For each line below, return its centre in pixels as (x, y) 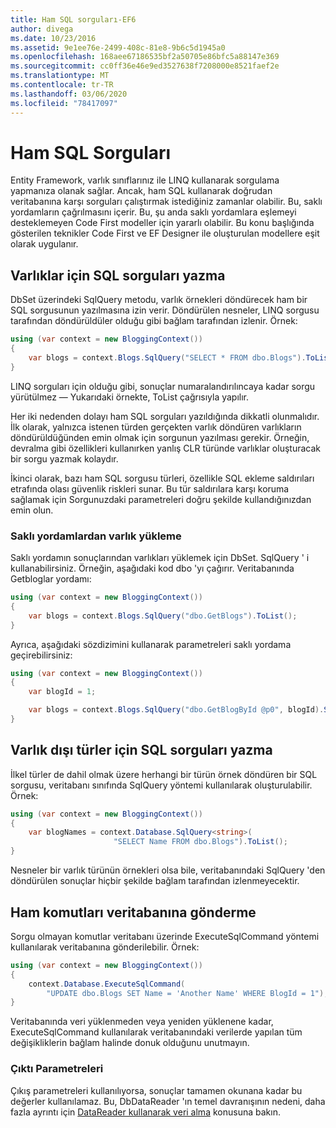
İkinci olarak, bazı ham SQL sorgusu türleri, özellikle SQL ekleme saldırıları (162, 478)
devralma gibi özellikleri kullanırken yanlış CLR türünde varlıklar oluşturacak (165, 448)
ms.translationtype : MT (60, 76)
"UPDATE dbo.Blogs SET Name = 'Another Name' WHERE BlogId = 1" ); (187, 993)
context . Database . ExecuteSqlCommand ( (107, 984)
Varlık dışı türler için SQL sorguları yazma (141, 750)
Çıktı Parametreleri (57, 1069)
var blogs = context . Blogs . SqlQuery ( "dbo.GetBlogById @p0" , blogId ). (176, 710)
